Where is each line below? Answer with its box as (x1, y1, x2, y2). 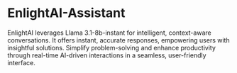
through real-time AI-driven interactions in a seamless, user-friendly (7, 51, 207, 60)
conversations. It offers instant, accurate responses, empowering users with (7, 35, 230, 44)
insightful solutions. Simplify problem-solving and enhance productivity (7, 43, 216, 52)
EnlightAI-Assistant (7, 5, 126, 21)
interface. (7, 58, 35, 67)
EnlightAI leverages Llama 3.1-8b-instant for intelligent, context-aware (7, 28, 211, 37)
